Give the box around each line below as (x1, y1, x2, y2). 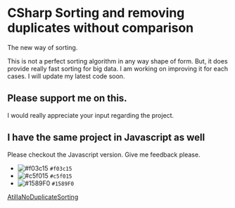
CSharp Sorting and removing (7, 5, 185, 21)
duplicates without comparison (7, 20, 194, 36)
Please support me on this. (7, 92, 128, 104)
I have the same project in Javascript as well (7, 132, 205, 144)
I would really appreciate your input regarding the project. (7, 111, 174, 119)
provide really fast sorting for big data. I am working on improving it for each (7, 64, 229, 73)
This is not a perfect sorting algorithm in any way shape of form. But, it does (7, 56, 228, 65)
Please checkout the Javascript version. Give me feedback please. (7, 150, 201, 159)
